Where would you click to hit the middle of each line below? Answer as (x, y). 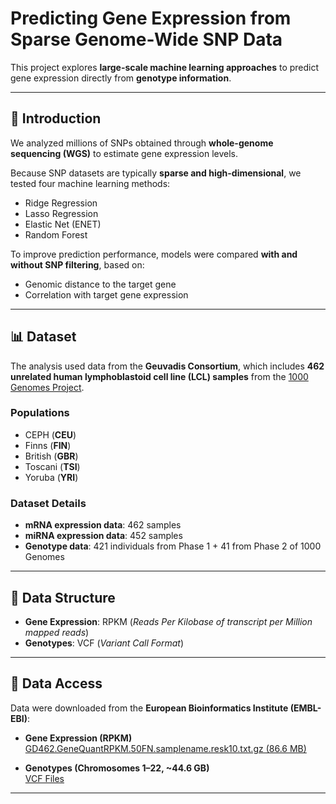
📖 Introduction (56, 118)
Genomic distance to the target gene (100, 284)
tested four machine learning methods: (90, 183)
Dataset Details (48, 503)
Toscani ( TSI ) (52, 466)
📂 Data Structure (63, 597)
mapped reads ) (57, 632)
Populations (40, 413)
